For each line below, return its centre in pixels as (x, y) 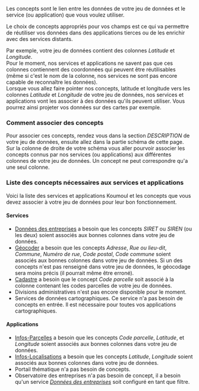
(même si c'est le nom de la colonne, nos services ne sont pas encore (92, 76)
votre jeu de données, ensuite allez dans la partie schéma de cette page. (95, 142)
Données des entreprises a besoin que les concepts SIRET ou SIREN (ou (103, 229)
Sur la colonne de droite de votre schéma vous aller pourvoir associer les (96, 149)
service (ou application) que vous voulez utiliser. (65, 15)
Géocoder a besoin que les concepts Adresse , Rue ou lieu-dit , (91, 247)
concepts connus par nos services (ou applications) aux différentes (89, 154)
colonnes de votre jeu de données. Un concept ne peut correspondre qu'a (97, 161)
